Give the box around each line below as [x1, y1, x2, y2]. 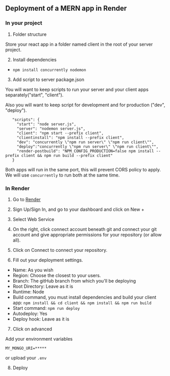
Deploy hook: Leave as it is [12, 315, 70, 322]
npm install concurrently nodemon [12, 67, 86, 72]
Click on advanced [12, 326, 53, 332]
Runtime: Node [12, 288, 44, 294]
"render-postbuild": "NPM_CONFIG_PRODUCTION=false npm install [16, 148, 154, 153]
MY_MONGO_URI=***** [5, 346, 47, 351]
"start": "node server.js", [16, 122, 77, 127]
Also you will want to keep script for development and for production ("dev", [5, 102, 165, 108]
